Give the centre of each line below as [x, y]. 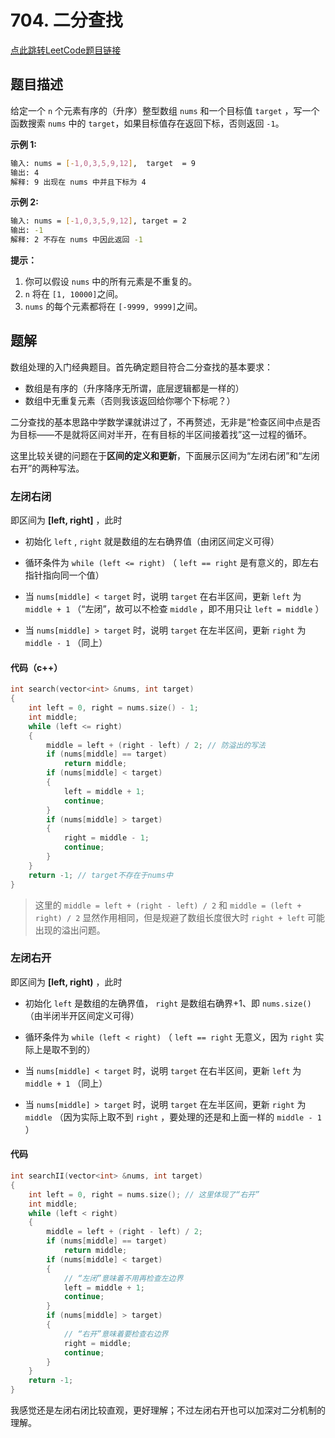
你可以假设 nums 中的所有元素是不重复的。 [111, 281]
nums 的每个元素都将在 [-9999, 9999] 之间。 [113, 306]
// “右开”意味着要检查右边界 [116, 1334]
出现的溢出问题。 [70, 930]
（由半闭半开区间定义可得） [82, 1015]
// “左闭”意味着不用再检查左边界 [123, 1278]
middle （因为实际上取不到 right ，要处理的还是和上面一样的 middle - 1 [173, 1117]
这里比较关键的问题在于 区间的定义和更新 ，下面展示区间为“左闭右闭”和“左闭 [165, 455]
